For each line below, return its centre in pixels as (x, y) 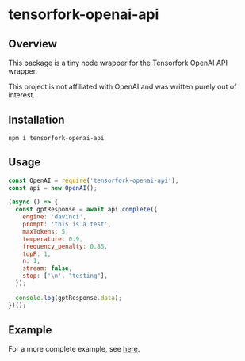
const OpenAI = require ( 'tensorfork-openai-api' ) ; (94, 180)
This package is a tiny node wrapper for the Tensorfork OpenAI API (118, 63)
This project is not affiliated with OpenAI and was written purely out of (122, 86)
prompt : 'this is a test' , (67, 224)
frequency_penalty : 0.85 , (65, 246)
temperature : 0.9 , (53, 239)
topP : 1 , (37, 254)
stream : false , (48, 268)
